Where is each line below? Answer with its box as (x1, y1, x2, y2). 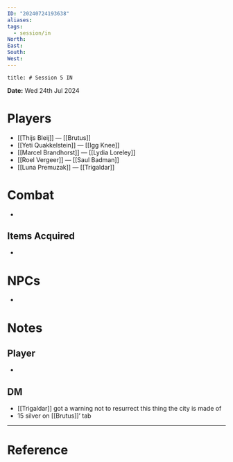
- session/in (13, 29, 51, 37)
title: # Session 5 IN (7, 74, 73, 81)
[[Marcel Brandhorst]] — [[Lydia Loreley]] (17, 148, 136, 157)
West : (7, 55, 23, 62)
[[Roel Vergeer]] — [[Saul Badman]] (17, 155, 119, 163)
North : (7, 36, 26, 43)
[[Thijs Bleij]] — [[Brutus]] (17, 133, 92, 142)
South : (7, 49, 26, 56)
